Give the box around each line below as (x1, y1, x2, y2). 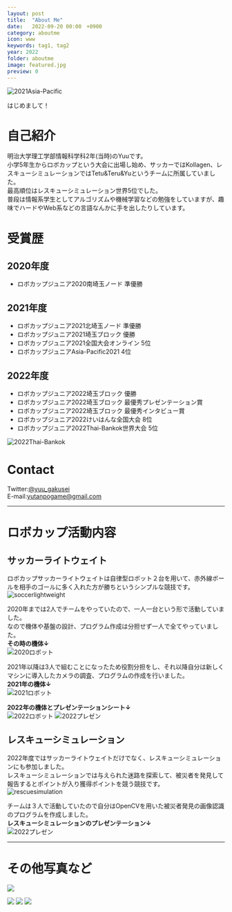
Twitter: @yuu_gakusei (7, 485, 70, 493)
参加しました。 (25, 762, 68, 770)
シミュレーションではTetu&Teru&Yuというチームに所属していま (30, 169, 210, 178)
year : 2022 (7, 49, 39, 56)
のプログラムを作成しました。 (7, 810, 92, 819)
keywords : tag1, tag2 (7, 42, 70, 49)
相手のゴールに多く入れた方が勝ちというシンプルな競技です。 (19, 583, 195, 591)
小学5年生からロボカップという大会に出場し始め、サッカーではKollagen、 (7, 160, 217, 169)
